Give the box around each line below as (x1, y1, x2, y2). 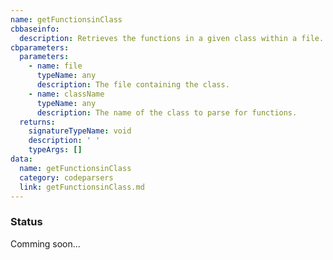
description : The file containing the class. (36, 80, 230, 90)
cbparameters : (10, 42, 70, 53)
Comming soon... (10, 237, 81, 250)
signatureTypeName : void (28, 126, 132, 136)
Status (10, 215, 43, 229)
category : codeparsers (19, 172, 114, 183)
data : (10, 154, 33, 164)
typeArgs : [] (28, 145, 83, 155)
